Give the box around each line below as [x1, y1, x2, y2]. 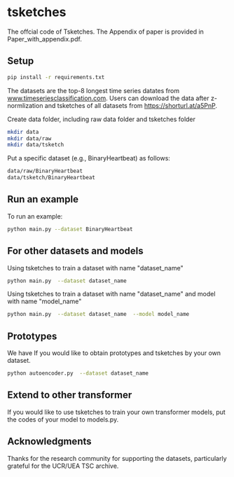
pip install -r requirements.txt [7, 74, 105, 81]
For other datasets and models [7, 245, 144, 257]
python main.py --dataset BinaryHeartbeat [7, 226, 133, 233]
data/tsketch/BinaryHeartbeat [7, 174, 96, 181]
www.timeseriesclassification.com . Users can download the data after [7, 94, 209, 102]
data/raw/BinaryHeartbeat [7, 167, 83, 175]
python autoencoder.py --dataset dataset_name [7, 370, 149, 377]
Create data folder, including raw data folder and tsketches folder [7, 115, 196, 123]
